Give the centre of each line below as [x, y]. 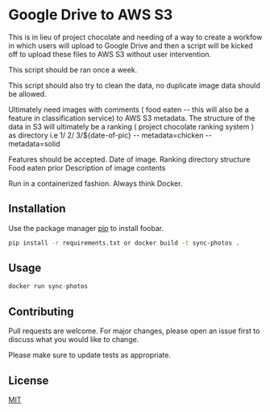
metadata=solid [34, 143]
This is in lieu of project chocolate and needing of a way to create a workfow [135, 37]
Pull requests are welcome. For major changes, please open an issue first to [134, 331]
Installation [37, 209]
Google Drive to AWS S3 [91, 15]
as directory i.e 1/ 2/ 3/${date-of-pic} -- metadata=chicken [106, 135]
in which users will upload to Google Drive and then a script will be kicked [131, 45]
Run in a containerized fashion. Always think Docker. [96, 183]
